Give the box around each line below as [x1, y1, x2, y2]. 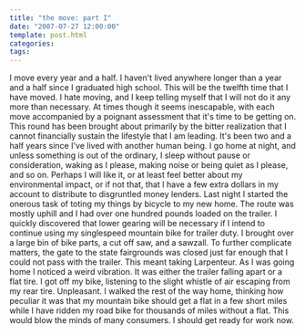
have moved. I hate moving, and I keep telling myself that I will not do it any [9, 92, 291, 103]
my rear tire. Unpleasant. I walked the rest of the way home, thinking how [9, 286, 284, 297]
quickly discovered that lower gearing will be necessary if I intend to [9, 218, 266, 229]
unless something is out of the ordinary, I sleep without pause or [9, 150, 250, 161]
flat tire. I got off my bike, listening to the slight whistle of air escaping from [9, 276, 291, 288]
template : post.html [9, 30, 88, 39]
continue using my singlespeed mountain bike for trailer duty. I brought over [9, 227, 294, 238]
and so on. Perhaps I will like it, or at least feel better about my [9, 170, 243, 181]
